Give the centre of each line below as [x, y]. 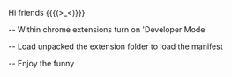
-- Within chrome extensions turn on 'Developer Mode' [108, 29]
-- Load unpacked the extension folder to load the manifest [116, 46]
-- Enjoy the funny [41, 63]
